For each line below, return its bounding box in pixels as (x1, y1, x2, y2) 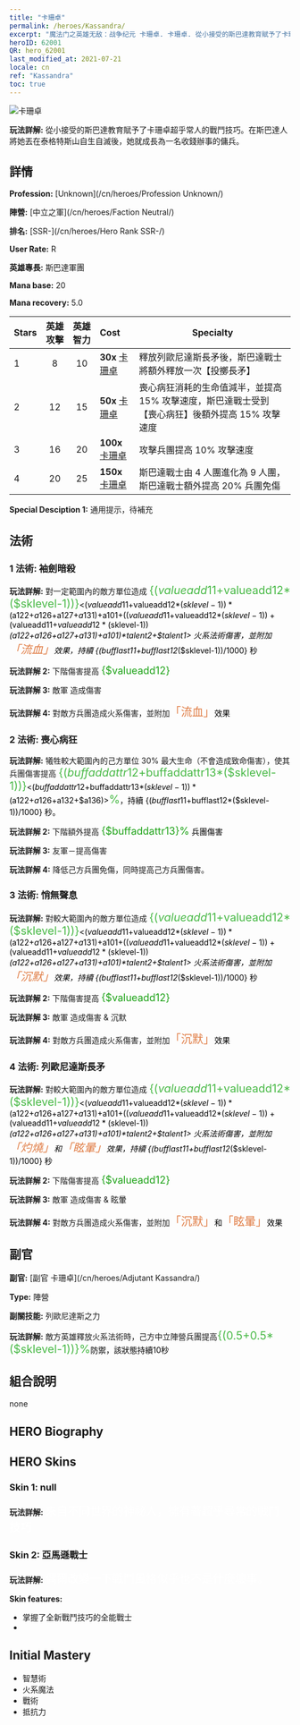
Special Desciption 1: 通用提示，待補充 (9, 505, 154, 515)
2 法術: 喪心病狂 (9, 734, 78, 746)
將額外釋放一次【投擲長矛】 (138, 364, 256, 377)
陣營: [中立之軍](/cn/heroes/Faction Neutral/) (9, 207, 175, 217)
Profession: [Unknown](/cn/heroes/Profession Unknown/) (9, 189, 224, 200)
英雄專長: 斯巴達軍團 (9, 262, 85, 273)
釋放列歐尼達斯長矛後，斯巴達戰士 (138, 351, 283, 363)
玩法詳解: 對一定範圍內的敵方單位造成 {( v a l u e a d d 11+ (9, 583, 225, 598)
